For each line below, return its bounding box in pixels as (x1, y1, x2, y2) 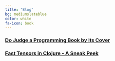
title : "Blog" (5, 7, 34, 12)
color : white (5, 16, 32, 21)
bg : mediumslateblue (5, 12, 47, 17)
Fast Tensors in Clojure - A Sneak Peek (5, 50, 99, 57)
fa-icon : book (5, 20, 34, 26)
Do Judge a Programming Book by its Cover (5, 37, 111, 44)
